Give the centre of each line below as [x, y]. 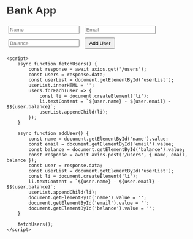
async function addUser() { [53, 133]
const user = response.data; [66, 165]
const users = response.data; [67, 75]
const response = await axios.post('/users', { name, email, [108, 155]
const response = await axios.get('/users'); [88, 69]
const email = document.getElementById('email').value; [101, 144]
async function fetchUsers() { [57, 64]
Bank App [31, 11]
